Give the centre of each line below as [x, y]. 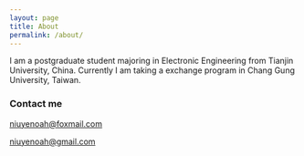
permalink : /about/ [47, 35]
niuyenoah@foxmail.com [56, 123]
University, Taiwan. [45, 80]
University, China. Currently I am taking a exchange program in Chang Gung [152, 70]
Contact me [36, 104]
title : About [34, 26]
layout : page [34, 18]
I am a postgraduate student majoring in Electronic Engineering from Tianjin [152, 61]
